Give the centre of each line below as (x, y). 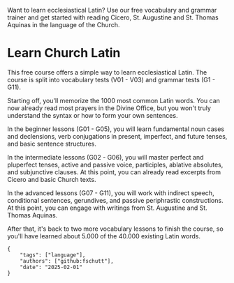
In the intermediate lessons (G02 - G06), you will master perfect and (105, 157)
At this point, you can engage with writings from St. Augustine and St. (107, 208)
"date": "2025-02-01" (51, 267)
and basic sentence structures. (52, 144)
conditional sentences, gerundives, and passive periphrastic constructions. (115, 200)
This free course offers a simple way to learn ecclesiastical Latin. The (107, 72)
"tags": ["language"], (53, 255)
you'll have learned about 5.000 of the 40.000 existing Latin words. (104, 236)
